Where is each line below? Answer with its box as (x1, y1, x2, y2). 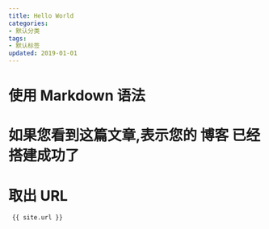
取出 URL (8, 186, 69, 205)
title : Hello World (8, 11, 74, 20)
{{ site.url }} (11, 214, 63, 222)
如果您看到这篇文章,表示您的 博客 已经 (8, 127, 261, 145)
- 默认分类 (8, 27, 40, 35)
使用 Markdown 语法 (8, 86, 145, 105)
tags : (8, 34, 27, 43)
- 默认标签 (8, 42, 40, 50)
